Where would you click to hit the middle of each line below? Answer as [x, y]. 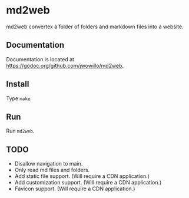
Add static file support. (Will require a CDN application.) [82, 176]
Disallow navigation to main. [49, 164]
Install [18, 84]
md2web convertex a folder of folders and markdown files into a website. [95, 27]
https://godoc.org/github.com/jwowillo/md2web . [65, 65]
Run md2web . [20, 131]
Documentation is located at [40, 59]
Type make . [19, 98]
